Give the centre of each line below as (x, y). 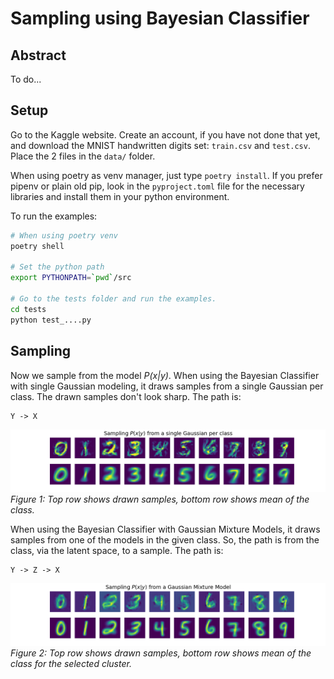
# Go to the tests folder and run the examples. (113, 299)
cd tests (28, 309)
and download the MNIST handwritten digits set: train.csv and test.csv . (160, 145)
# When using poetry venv (64, 235)
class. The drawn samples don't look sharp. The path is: (126, 396)
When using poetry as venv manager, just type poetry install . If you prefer (166, 175)
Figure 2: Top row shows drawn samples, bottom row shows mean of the (161, 653)
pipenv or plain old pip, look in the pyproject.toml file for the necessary (157, 186)
